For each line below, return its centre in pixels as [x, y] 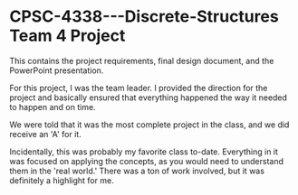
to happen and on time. [53, 107]
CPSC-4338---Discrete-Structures [144, 17]
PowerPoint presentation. [57, 70]
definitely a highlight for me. [62, 180]
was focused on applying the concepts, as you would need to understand [146, 161]
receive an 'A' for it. [45, 134]
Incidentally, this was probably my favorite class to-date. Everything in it [144, 152]
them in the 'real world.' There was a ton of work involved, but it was [137, 171]
